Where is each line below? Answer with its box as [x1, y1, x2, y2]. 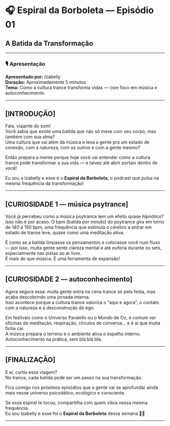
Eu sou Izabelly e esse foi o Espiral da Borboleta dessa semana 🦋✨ [5, 410, 145, 416]
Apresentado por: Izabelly [5, 74, 61, 80]
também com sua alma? [5, 134, 55, 140]
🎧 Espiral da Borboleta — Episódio [5, 5, 154, 16]
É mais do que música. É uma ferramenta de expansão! [5, 255, 120, 261]
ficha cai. [5, 325, 25, 331]
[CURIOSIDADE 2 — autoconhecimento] [5, 275, 133, 284]
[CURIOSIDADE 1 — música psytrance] [5, 200, 129, 209]
